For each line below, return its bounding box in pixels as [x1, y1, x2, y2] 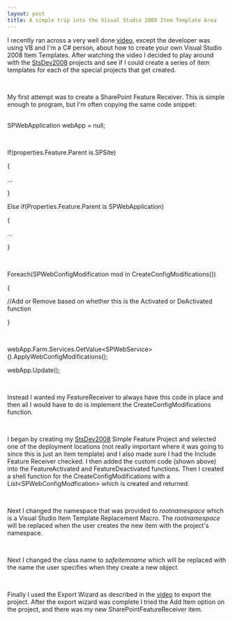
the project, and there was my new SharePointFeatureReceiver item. [7, 605, 203, 613]
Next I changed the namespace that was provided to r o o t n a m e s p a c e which [7, 506, 225, 515]
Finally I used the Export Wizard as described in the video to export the [7, 590, 211, 598]
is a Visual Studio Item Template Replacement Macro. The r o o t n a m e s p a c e [7, 514, 220, 522]
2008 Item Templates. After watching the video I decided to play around [7, 50, 214, 59]
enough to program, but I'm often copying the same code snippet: [7, 100, 197, 108]
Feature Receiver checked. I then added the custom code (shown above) [7, 457, 217, 465]
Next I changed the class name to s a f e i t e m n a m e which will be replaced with [7, 556, 227, 564]
